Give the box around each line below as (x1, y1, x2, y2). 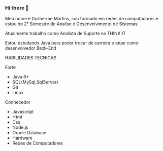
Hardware (12, 135, 33, 141)
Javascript (12, 109, 34, 115)
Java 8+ (12, 74, 29, 80)
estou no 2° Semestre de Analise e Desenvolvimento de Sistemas (5, 21, 138, 27)
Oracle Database (12, 130, 47, 136)
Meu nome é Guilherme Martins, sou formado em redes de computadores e (5, 16, 159, 22)
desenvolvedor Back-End (5, 45, 57, 51)
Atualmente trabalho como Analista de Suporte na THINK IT (5, 31, 126, 37)
